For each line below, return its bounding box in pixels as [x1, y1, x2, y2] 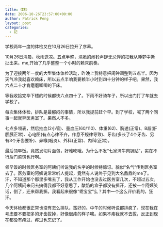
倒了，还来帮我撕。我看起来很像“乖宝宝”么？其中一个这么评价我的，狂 [13, 189, 154, 194]
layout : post [5, 20, 32, 26]
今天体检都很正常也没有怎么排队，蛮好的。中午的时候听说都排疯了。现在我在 [5, 205, 158, 211]
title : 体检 [5, 7, 28, 12]
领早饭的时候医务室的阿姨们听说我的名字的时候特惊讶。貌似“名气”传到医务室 [5, 164, 158, 170]
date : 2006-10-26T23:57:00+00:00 [5, 12, 73, 16]
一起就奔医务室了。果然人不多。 [9, 115, 73, 121]
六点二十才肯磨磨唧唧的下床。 [5, 82, 65, 88]
